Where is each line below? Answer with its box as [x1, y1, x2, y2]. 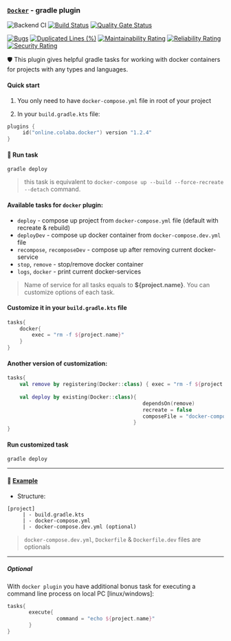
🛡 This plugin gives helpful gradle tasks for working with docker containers [7, 56, 221, 64]
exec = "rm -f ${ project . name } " [32, 332, 125, 339]
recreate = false [142, 406, 192, 414]
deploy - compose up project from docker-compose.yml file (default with [16, 216, 219, 225]
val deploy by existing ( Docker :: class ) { [19, 394, 137, 401]
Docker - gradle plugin [7, 5, 81, 15]
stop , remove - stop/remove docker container [16, 260, 144, 268]
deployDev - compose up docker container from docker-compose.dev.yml [16, 231, 221, 239]
